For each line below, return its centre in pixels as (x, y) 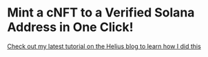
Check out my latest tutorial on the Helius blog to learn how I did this (104, 46)
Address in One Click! (70, 27)
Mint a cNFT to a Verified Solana (101, 13)
